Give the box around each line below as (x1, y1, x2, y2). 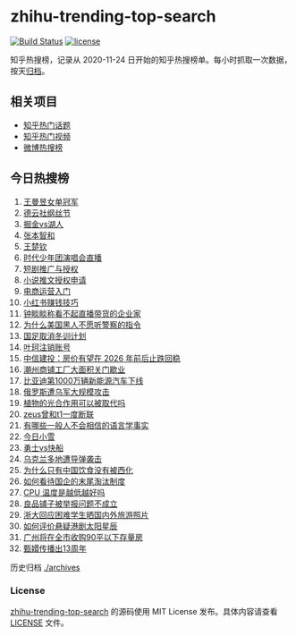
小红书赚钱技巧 (22, 297, 79, 308)
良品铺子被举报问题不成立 (22, 498, 118, 509)
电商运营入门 (22, 285, 71, 296)
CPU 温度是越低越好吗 (22, 487, 106, 497)
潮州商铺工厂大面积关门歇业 (22, 364, 126, 375)
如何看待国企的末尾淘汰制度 (22, 476, 126, 487)
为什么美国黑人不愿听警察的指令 (22, 319, 141, 330)
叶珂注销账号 (22, 342, 71, 352)
